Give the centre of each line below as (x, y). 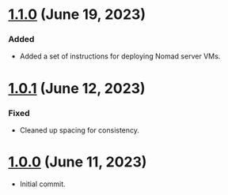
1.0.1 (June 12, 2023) (77, 88)
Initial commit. (42, 184)
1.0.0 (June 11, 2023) (78, 162)
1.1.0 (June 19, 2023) (77, 15)
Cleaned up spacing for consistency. (80, 130)
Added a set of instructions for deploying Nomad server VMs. (120, 56)
